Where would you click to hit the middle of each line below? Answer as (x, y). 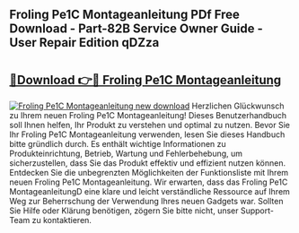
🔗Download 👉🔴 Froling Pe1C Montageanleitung (145, 80)
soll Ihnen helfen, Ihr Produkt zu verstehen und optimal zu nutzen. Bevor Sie (149, 125)
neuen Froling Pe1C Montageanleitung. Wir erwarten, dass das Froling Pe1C (149, 182)
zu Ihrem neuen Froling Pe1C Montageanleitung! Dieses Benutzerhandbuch (148, 115)
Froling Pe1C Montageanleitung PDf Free (125, 15)
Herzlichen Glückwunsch (238, 106)
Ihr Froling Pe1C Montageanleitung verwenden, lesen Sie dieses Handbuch (147, 134)
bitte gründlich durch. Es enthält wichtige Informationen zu (118, 144)
